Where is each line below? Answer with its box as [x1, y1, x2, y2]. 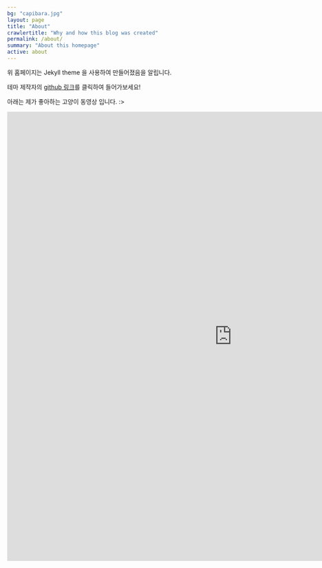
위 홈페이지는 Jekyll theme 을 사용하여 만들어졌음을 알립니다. [7, 68, 172, 76]
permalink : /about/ [7, 36, 63, 43]
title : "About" [7, 23, 51, 30]
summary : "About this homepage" [7, 42, 100, 49]
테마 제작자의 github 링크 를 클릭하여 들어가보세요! [7, 83, 141, 91]
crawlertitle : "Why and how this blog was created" [7, 29, 158, 36]
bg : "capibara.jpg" [7, 10, 63, 17]
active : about [7, 49, 48, 56]
